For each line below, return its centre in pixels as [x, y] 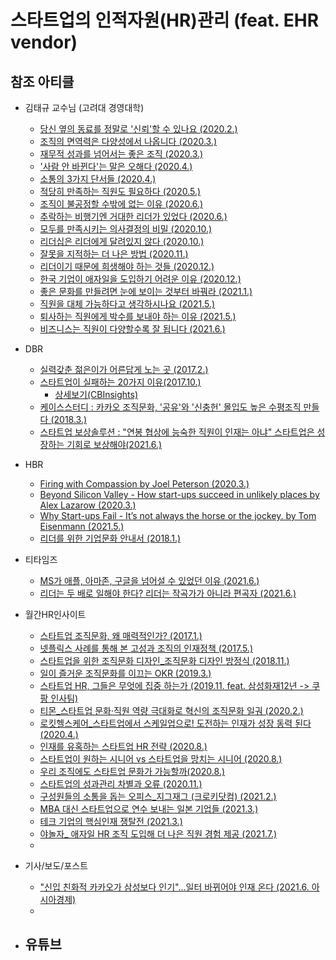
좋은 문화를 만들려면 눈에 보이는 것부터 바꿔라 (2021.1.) [146, 291]
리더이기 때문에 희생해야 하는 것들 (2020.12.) [127, 266]
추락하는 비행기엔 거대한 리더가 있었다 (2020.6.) [133, 216]
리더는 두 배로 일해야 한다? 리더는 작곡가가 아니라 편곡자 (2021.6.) [168, 593]
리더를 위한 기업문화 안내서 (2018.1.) [110, 538]
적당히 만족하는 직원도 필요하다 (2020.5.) [120, 191]
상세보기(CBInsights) [96, 394]
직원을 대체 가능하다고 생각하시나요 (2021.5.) [127, 304]
